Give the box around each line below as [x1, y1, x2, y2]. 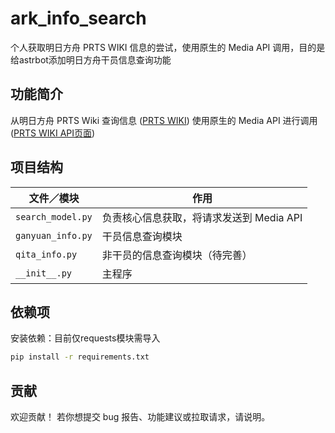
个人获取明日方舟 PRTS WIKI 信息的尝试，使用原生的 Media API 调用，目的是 [10, 41, 326, 53]
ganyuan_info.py [15, 230, 93, 241]
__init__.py [15, 267, 73, 279]
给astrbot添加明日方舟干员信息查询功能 [10, 53, 172, 66]
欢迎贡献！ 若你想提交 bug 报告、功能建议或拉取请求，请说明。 [10, 411, 271, 423]
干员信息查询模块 [101, 229, 183, 243]
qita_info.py [15, 248, 78, 260]
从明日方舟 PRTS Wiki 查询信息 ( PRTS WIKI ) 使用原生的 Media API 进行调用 [10, 114, 318, 126]
